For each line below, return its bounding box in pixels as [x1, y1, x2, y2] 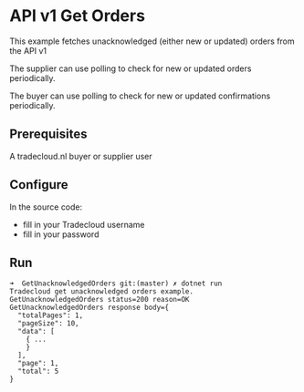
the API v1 [9, 45, 47, 56]
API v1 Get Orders [9, 5, 146, 26]
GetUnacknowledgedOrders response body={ [9, 303, 170, 313]
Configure [9, 177, 68, 192]
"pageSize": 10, [17, 319, 79, 328]
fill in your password [22, 229, 100, 240]
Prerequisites [9, 127, 88, 142]
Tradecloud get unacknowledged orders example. [9, 287, 194, 296]
